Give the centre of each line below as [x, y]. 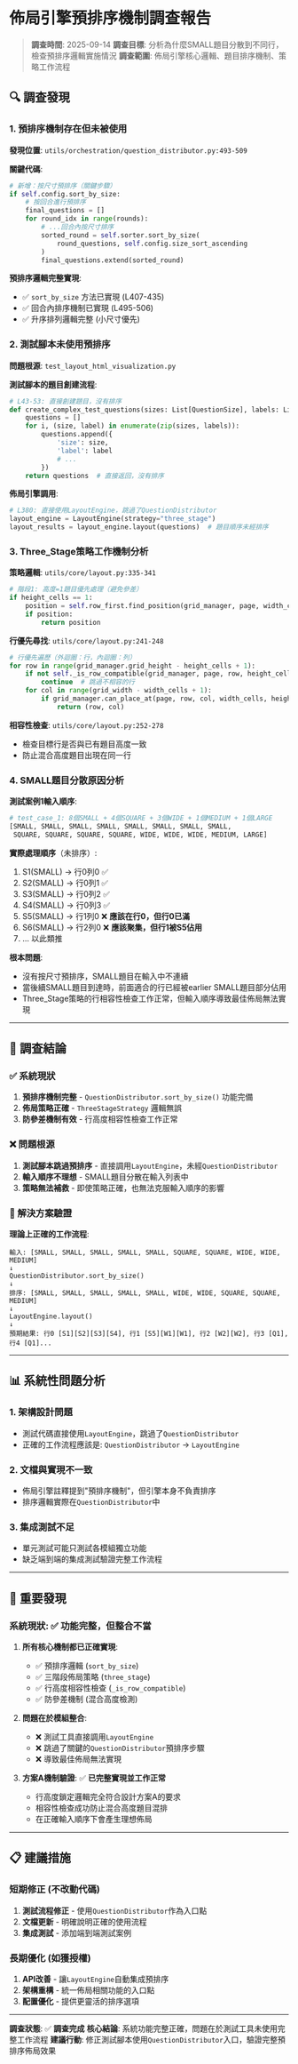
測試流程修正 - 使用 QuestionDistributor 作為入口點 [114, 1910]
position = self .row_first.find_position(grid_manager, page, [142, 606]
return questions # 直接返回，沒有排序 [94, 476]
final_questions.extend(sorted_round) [113, 260]
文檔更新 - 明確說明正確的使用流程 [85, 1922]
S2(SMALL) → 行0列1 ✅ [65, 883]
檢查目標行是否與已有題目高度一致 [84, 744]
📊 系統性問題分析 [58, 1381]
